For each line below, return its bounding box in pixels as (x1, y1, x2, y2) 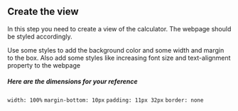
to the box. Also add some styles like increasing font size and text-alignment (7, 53, 231, 62)
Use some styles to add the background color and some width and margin (7, 46, 225, 54)
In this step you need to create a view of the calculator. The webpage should (7, 24, 232, 33)
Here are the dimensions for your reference (7, 78, 139, 86)
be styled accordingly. (7, 32, 72, 41)
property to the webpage (7, 60, 80, 70)
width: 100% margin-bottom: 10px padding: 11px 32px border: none (7, 96, 204, 104)
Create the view (7, 6, 80, 18)
